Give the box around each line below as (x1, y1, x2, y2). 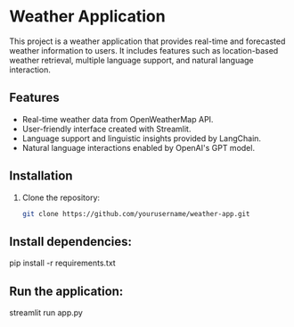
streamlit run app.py (9, 307, 83, 318)
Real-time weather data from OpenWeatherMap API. (21, 113, 214, 124)
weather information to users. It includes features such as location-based (9, 45, 279, 55)
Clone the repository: (21, 192, 101, 203)
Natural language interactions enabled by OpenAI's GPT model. (21, 142, 256, 153)
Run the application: (9, 283, 124, 298)
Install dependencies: (9, 234, 132, 249)
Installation (9, 168, 73, 184)
